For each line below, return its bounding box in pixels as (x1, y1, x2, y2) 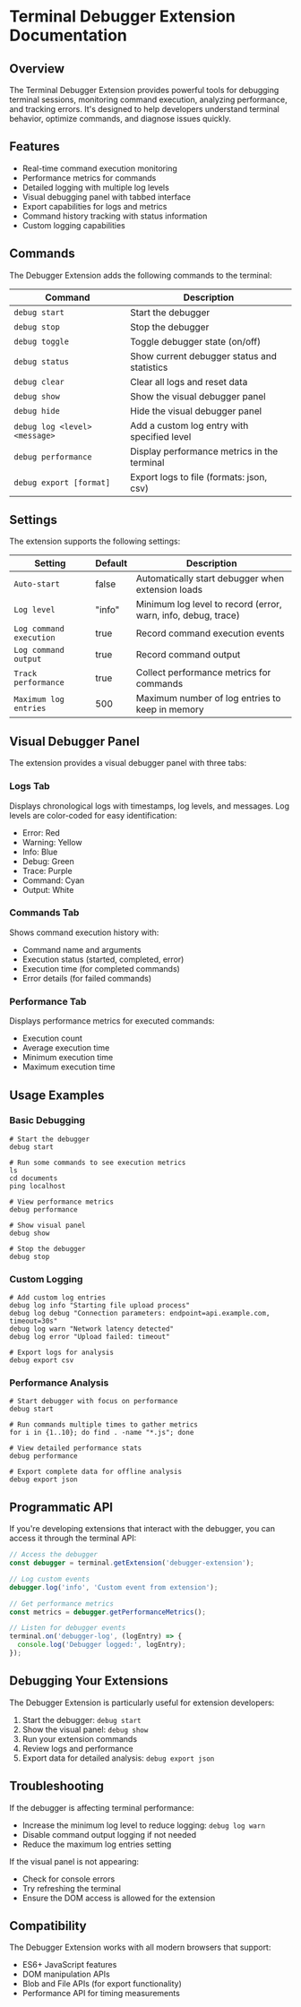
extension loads (135, 584, 203, 596)
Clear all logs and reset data (129, 375, 248, 388)
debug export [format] (13, 477, 110, 487)
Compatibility (9, 1918, 87, 1934)
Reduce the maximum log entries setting (21, 1839, 172, 1849)
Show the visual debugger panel (129, 390, 266, 402)
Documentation (9, 25, 128, 46)
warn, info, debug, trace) (135, 609, 240, 622)
